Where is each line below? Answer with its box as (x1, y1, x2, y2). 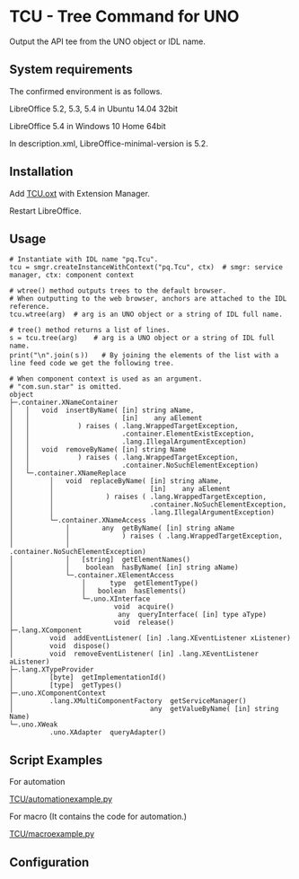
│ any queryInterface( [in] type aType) (9, 611, 268, 620)
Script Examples (9, 752, 103, 768)
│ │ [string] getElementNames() (9, 555, 191, 565)
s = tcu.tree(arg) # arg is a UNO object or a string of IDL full (9, 334, 276, 343)
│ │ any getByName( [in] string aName (9, 523, 235, 533)
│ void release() (9, 618, 175, 628)
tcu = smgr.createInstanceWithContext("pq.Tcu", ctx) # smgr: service (9, 263, 283, 272)
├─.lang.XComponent (9, 626, 83, 635)
